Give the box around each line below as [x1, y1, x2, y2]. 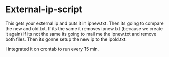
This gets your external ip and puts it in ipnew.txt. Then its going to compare [5, 20, 164, 26]
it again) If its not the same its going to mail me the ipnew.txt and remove [5, 31, 157, 37]
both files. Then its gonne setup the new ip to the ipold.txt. [5, 36, 128, 42]
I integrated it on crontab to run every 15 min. [5, 46, 99, 52]
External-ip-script [5, 4, 82, 15]
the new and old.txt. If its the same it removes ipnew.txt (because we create [5, 25, 163, 31]
